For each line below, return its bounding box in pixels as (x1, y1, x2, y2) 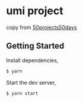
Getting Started (6, 41, 65, 51)
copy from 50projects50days (6, 24, 77, 31)
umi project (6, 4, 63, 18)
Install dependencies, (6, 56, 59, 63)
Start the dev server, (6, 79, 56, 86)
